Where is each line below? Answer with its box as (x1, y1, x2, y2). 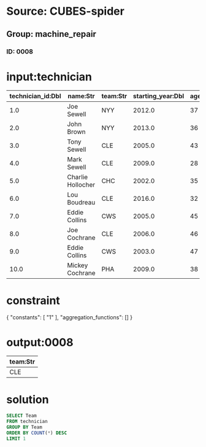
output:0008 (6, 335, 74, 349)
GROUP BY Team (6, 424, 43, 430)
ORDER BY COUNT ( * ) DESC (6, 430, 67, 436)
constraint (6, 293, 60, 308)
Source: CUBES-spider (6, 4, 124, 18)
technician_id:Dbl (9, 92, 61, 101)
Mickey (67, 261, 88, 270)
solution (6, 392, 49, 406)
